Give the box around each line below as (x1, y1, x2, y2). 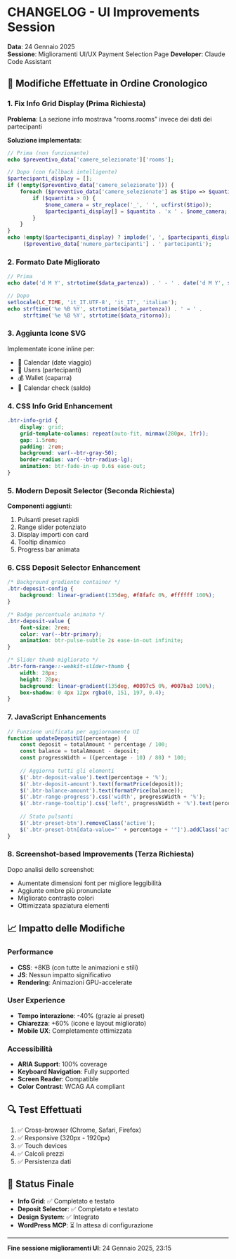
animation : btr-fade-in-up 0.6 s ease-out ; (20, 463, 146, 470)
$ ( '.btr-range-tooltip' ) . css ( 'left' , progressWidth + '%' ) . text (20, 800, 212, 807)
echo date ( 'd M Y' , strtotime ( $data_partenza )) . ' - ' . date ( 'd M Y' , (7, 280, 225, 287)
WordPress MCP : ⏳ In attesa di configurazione (17, 1220, 153, 1229)
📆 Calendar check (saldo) (17, 384, 91, 392)
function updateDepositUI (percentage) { (7, 735, 128, 742)
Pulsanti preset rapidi (17, 516, 79, 524)
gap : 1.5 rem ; (20, 436, 58, 443)
